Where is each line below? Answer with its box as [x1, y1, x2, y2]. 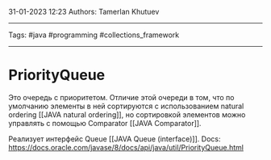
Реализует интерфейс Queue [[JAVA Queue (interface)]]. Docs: [8, 133, 221, 144]
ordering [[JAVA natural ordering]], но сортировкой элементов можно [8, 109, 246, 120]
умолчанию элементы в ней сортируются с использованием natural [8, 101, 244, 111]
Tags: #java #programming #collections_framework [8, 30, 180, 40]
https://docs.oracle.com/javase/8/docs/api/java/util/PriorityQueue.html [8, 142, 244, 152]
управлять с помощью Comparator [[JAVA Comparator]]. [8, 118, 202, 128]
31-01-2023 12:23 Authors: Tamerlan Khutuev [8, 7, 160, 16]
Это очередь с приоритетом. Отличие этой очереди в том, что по [8, 92, 235, 102]
